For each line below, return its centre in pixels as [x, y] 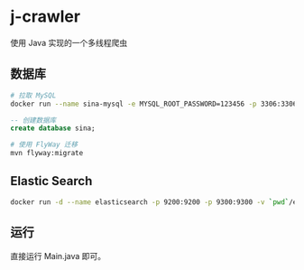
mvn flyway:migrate [47, 154]
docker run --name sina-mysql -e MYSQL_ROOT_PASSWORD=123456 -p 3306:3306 [154, 104]
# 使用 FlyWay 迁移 [44, 145]
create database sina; [53, 128]
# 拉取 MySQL [33, 95]
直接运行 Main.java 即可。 [58, 256]
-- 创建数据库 [33, 120]
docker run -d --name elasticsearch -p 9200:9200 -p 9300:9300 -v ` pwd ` [150, 202]
